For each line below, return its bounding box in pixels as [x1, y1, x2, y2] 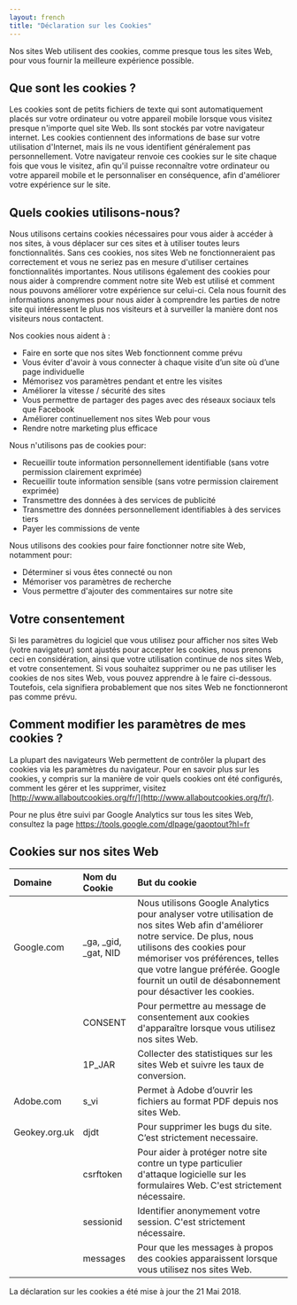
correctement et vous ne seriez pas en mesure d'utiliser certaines [9, 257, 249, 268]
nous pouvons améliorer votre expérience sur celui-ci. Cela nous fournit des [9, 285, 287, 296]
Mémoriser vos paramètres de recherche [21, 577, 172, 587]
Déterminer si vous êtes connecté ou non [21, 567, 173, 578]
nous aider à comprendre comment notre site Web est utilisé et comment [9, 276, 276, 286]
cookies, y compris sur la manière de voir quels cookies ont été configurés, [9, 773, 283, 784]
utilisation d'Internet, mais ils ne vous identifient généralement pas [9, 142, 251, 152]
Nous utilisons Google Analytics [137, 897, 270, 909]
